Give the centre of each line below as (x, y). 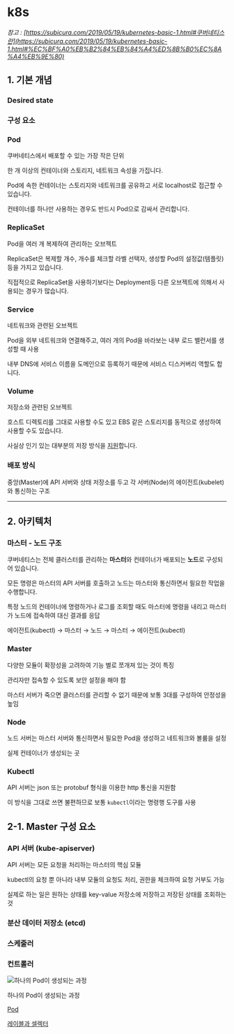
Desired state (30, 101)
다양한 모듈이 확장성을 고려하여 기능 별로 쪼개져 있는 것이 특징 (91, 665)
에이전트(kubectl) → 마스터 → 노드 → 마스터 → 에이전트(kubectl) (96, 630)
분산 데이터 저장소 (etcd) (46, 923)
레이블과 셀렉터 (28, 1024)
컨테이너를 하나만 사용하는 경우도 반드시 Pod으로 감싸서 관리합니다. (99, 209)
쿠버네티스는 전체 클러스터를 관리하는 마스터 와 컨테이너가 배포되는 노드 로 (106, 560)
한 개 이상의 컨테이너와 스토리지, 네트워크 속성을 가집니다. (85, 170)
